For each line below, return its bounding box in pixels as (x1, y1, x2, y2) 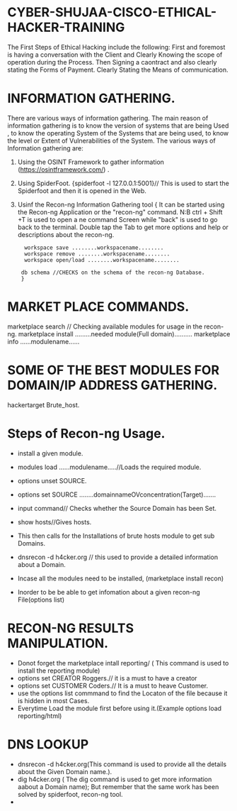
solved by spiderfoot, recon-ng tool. (17, 790, 123, 798)
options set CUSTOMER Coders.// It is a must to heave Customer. (17, 681, 209, 690)
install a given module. (17, 448, 83, 458)
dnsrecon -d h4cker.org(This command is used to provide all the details (17, 760, 227, 768)
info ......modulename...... (7, 337, 80, 346)
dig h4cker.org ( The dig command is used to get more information (17, 775, 212, 783)
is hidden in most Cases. (17, 696, 90, 705)
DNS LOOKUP (7, 736, 89, 752)
